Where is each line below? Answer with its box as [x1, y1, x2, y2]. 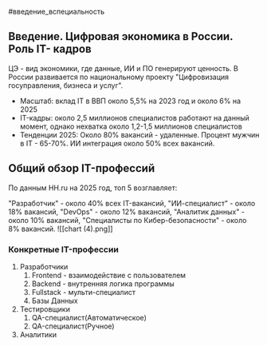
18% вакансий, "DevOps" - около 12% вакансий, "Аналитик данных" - [8, 207, 245, 217]
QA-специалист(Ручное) [31, 321, 115, 331]
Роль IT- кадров [8, 42, 92, 56]
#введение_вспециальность [8, 7, 105, 16]
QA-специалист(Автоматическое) [31, 312, 147, 322]
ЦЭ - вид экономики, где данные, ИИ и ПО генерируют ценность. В [8, 63, 239, 73]
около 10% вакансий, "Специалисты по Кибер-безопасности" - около [8, 215, 247, 225]
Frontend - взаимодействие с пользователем [31, 270, 186, 280]
